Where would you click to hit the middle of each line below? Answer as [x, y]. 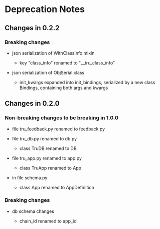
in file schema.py [30, 178]
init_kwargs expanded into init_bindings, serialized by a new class [87, 82]
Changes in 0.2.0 [32, 103]
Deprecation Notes [45, 9]
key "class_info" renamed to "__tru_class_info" [67, 63]
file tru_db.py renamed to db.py [44, 138]
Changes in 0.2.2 [32, 28]
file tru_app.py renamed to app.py [47, 158]
